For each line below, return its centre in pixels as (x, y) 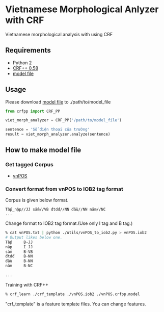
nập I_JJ (19, 247)
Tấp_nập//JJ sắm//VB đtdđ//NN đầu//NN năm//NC (56, 210)
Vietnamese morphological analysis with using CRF (59, 34)
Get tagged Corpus (29, 165)
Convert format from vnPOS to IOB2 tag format (64, 189)
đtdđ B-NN (19, 256)
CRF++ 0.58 (25, 68)
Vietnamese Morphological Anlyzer (82, 9)
